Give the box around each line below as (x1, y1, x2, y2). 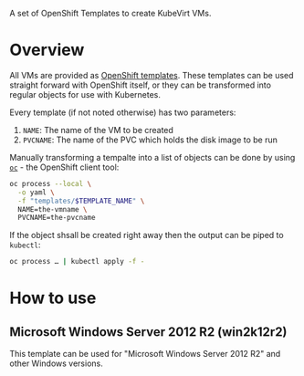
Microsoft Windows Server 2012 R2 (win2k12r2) (9, 324, 288, 339)
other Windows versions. (9, 358, 103, 369)
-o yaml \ (17, 187, 55, 197)
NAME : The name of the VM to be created (22, 124, 173, 135)
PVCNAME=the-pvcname (17, 214, 96, 223)
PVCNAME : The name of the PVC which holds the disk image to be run (22, 134, 278, 145)
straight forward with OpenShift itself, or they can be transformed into (9, 79, 272, 90)
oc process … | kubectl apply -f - (9, 257, 145, 266)
